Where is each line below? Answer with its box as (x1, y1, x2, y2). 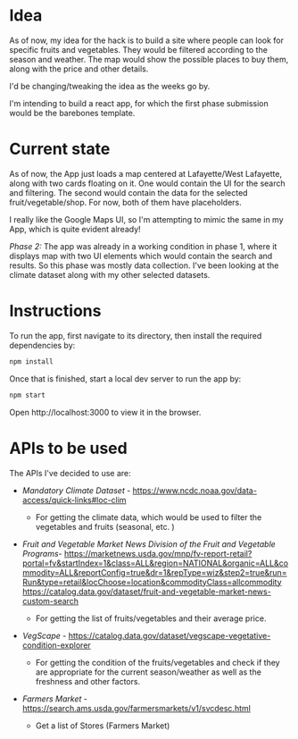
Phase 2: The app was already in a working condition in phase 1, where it (9, 240, 277, 251)
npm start (9, 390, 46, 399)
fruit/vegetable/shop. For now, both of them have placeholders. (9, 197, 243, 207)
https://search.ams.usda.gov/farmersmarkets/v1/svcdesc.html (21, 702, 252, 713)
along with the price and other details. (9, 63, 149, 74)
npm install (9, 357, 54, 366)
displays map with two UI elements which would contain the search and (9, 250, 273, 261)
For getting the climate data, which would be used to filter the (35, 511, 262, 523)
